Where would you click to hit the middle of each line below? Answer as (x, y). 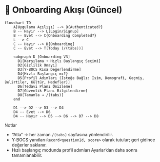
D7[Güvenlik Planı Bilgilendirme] (53, 91)
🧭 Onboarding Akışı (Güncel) (63, 10)
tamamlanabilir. (27, 155)
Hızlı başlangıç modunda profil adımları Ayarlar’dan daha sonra (74, 150)
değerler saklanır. (29, 145)
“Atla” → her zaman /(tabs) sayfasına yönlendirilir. (62, 134)
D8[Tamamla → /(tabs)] (40, 95)
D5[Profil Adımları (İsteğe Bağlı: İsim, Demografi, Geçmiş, (81, 78)
